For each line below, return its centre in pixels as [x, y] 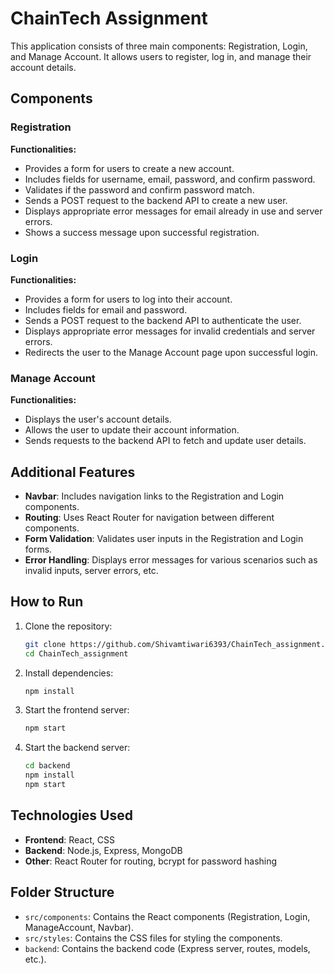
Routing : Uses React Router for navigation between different [149, 518]
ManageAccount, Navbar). [79, 927]
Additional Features [73, 472]
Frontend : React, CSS [69, 839]
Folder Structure [62, 892]
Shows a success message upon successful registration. [142, 232]
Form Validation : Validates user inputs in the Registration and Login [164, 539]
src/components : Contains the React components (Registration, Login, [167, 916]
